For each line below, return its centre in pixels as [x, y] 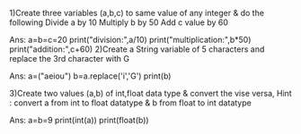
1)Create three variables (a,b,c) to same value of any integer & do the [137, 13]
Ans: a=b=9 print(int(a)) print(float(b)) [80, 120]
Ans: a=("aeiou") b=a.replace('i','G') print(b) [90, 76]
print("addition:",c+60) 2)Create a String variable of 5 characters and [137, 49]
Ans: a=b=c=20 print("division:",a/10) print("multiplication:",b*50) [130, 40]
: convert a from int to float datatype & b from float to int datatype [130, 103]
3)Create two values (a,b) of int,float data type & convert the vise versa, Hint [150, 93]
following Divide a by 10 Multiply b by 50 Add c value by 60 [119, 22]
